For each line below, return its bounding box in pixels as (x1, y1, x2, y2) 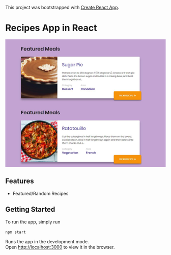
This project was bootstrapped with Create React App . (5, 5, 120, 10)
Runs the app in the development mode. (5, 238, 89, 244)
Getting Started (5, 205, 55, 214)
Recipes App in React (5, 22, 97, 34)
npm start (5, 229, 26, 235)
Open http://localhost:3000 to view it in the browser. (5, 244, 115, 250)
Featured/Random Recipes (12, 190, 69, 196)
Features (5, 177, 34, 186)
